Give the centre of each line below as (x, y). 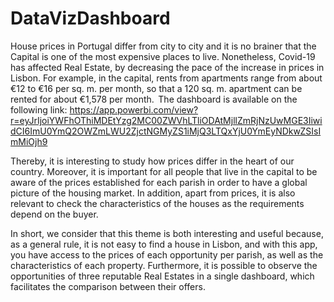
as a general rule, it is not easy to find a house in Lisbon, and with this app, (164, 244)
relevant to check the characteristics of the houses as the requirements (157, 203)
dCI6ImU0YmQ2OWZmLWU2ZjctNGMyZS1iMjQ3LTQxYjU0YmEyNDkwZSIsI (166, 131)
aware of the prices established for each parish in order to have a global (159, 182)
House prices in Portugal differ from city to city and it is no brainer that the (163, 46)
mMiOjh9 (29, 141)
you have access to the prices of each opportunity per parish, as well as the (167, 254)
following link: (39, 109)
